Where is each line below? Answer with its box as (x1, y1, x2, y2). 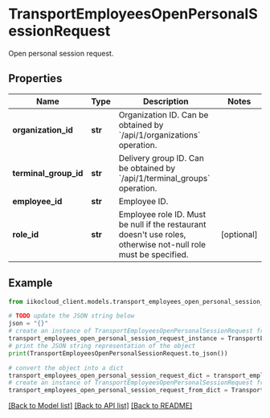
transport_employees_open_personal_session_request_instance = (8, 334, 225, 342)
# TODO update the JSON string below (8, 312, 135, 320)
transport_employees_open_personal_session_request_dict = (8, 371, 211, 379)
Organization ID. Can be (118, 109, 209, 121)
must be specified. (118, 248, 189, 260)
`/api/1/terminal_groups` (118, 172, 211, 183)
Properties (8, 72, 63, 85)
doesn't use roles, (118, 228, 186, 240)
